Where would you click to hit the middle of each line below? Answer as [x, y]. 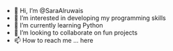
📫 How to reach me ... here [53, 40]
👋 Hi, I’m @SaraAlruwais [48, 11]
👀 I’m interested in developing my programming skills [90, 18]
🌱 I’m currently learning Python [58, 25]
